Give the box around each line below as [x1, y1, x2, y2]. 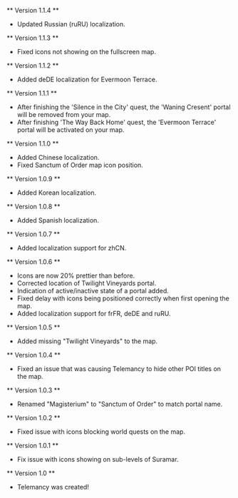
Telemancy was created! [16, 483, 90, 491]
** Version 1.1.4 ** [6, 6, 59, 14]
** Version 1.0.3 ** [6, 386, 61, 395]
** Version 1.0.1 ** [6, 442, 59, 449]
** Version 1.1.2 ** [6, 61, 59, 70]
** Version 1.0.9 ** [6, 175, 61, 183]
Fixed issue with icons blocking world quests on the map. [16, 427, 186, 436]
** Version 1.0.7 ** [6, 230, 61, 238]
